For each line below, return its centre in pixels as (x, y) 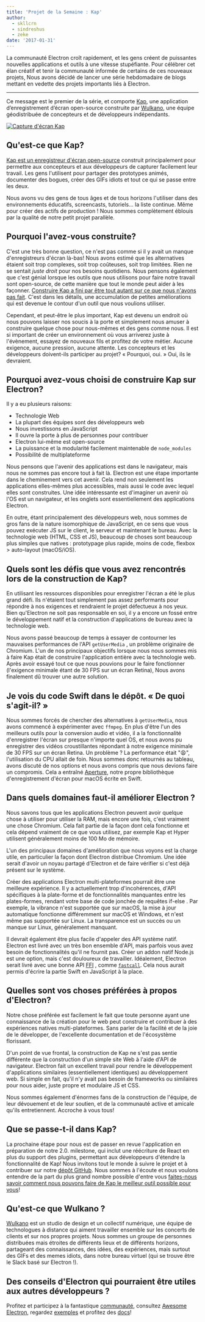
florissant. (19, 1041)
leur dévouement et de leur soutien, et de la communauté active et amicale (100, 1103)
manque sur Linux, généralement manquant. (62, 927)
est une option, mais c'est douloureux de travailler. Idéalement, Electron (96, 958)
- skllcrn (24, 23)
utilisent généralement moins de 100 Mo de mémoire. (73, 839)
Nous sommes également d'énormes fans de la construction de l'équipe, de (102, 1097)
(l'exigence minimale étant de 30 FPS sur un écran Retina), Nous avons (95, 670)
